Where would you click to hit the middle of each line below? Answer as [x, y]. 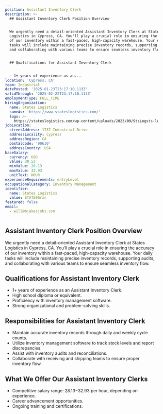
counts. [20, 338]
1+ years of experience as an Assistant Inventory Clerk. [67, 290]
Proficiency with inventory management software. [62, 301]
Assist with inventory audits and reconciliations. [60, 353]
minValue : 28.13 [26, 166]
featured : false [21, 202]
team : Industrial [23, 85]
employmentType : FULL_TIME [32, 98]
